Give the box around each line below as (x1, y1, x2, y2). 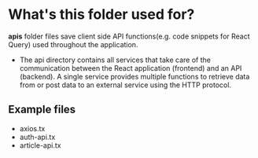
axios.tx (19, 123, 46, 133)
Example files (8, 103, 76, 116)
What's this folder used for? (8, 6, 195, 24)
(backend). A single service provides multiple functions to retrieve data (19, 72, 250, 81)
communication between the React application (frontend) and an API (19, 63, 242, 72)
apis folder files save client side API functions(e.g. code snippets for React (8, 31, 250, 41)
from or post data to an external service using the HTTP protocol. (19, 80, 232, 90)
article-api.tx (19, 140, 61, 150)
